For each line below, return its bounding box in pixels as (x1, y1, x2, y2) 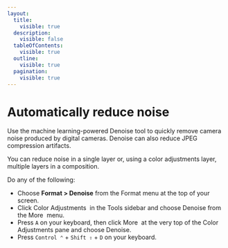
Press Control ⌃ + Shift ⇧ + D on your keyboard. (17, 233, 157, 242)
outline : (13, 55, 39, 62)
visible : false (19, 36, 64, 43)
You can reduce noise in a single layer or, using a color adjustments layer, (7, 155, 217, 163)
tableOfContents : (13, 42, 64, 49)
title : (13, 17, 33, 23)
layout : (7, 10, 30, 17)
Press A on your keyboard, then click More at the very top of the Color (17, 218, 219, 227)
